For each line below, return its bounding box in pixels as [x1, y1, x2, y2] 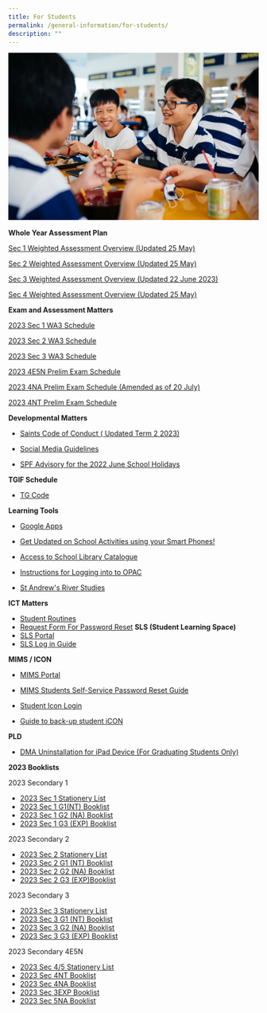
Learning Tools [8, 506, 59, 515]
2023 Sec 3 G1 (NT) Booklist [19, 914, 114, 924]
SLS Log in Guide [19, 639, 77, 649]
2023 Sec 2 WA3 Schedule [8, 336, 97, 346]
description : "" [8, 29, 62, 37]
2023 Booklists [8, 763, 60, 772]
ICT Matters [8, 598, 48, 608]
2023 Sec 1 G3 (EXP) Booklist [19, 819, 117, 828]
